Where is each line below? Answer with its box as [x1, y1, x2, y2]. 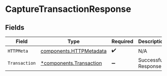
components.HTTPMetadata [40, 47, 107, 54]
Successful [138, 57, 165, 63]
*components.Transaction [40, 60, 102, 67]
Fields [5, 23, 25, 32]
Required [111, 38, 134, 45]
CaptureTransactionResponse [5, 3, 132, 15]
